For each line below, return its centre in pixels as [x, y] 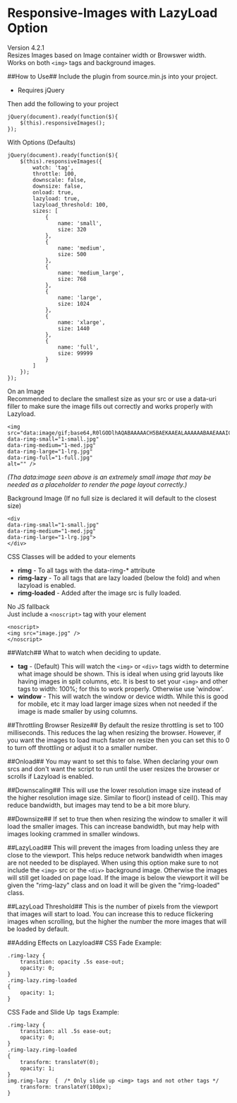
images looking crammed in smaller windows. [73, 833]
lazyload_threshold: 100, [71, 204]
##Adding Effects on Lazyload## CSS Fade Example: [85, 942]
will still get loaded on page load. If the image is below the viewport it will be [118, 877]
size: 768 [72, 279]
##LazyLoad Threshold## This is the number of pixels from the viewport [113, 906]
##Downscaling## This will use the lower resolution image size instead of [114, 790]
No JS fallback [29, 606]
